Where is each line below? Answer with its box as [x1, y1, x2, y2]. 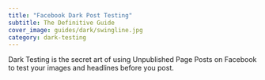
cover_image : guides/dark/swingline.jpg [8, 26, 144, 34]
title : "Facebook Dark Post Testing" [8, 11, 133, 20]
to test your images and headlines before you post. [8, 64, 174, 73]
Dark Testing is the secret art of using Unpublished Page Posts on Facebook [8, 55, 257, 64]
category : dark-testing [8, 33, 87, 42]
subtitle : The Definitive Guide [8, 19, 115, 27]
